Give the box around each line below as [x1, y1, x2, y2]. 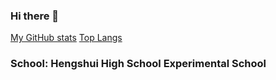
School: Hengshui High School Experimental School [10, 57, 267, 71]
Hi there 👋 [10, 9, 60, 23]
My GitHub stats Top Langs [10, 32, 123, 44]
